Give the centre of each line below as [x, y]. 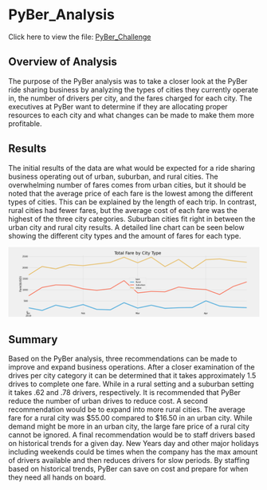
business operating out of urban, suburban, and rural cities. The [113, 176]
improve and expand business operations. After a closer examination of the [132, 367]
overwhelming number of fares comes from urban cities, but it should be [128, 184]
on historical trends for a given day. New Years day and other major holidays [133, 444]
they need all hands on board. [57, 477]
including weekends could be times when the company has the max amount [133, 452]
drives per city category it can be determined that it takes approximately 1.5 [132, 376]
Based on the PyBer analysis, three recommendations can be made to [123, 359]
